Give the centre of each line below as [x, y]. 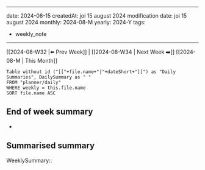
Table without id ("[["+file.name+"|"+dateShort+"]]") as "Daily [91, 72]
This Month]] [41, 61]
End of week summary [50, 112]
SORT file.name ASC [31, 93]
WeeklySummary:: [29, 160]
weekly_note [31, 34]
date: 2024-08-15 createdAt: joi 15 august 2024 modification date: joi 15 [97, 16]
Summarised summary [51, 146]
